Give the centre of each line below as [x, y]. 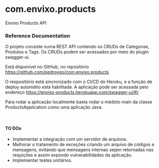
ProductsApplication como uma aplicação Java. [54, 107]
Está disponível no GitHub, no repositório [47, 67]
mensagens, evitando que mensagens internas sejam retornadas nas [83, 150]
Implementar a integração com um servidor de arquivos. [70, 139]
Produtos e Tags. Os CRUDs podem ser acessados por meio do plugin [77, 52]
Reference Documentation [38, 36]
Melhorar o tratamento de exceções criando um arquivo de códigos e [83, 145]
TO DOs [13, 128]
